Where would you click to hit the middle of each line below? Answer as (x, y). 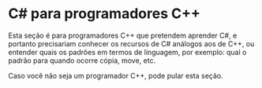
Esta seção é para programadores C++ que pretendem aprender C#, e (123, 35)
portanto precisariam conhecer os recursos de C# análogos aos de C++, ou (131, 43)
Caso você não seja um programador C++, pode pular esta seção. (116, 75)
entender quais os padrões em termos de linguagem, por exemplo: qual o (127, 52)
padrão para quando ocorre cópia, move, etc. (82, 60)
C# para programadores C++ (105, 14)
